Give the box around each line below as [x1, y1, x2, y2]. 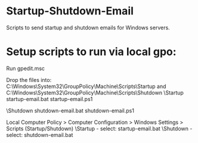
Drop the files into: [6, 76, 52, 83]
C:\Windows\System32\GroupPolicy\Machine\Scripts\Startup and [6, 83, 166, 90]
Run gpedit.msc [6, 65, 45, 72]
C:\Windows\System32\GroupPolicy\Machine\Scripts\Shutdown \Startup [6, 89, 184, 96]
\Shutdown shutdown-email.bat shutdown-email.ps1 [6, 107, 134, 114]
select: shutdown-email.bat [6, 131, 73, 138]
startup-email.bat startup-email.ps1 [6, 95, 93, 102]
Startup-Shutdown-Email [6, 4, 134, 18]
